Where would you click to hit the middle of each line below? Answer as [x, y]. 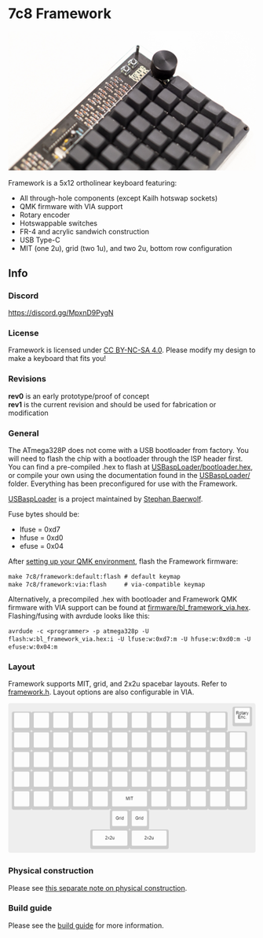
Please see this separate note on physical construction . [98, 888]
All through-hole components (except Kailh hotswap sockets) [119, 198]
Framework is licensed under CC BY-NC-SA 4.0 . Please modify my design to [132, 350]
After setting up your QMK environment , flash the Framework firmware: [123, 561]
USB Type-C [40, 240]
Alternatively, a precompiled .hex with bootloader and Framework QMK [123, 599]
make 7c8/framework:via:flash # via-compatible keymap [107, 585]
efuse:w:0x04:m [33, 647]
